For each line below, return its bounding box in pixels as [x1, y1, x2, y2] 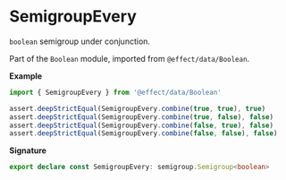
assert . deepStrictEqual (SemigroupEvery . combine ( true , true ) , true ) [9, 104, 266, 113]
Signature [9, 145, 47, 156]
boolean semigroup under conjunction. [9, 36, 150, 47]
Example [9, 70, 43, 81]
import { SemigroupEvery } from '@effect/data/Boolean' [9, 88, 222, 97]
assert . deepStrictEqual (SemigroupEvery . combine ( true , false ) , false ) [9, 112, 274, 122]
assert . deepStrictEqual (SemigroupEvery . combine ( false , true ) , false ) [9, 121, 274, 130]
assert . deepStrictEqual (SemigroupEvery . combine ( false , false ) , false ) [9, 129, 278, 138]
